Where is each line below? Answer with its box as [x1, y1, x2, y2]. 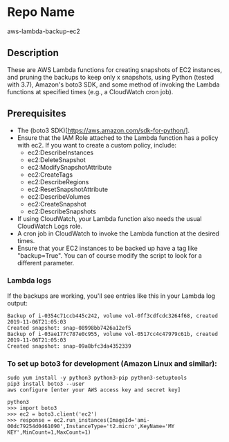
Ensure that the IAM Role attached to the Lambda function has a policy [17, 133, 219, 142]
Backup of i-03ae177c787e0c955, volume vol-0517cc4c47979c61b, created [7, 330, 218, 337]
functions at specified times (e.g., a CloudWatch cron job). [7, 87, 174, 96]
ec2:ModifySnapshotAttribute [27, 163, 112, 171]
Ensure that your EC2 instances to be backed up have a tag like [17, 244, 199, 252]
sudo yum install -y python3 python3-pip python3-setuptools [7, 375, 187, 382]
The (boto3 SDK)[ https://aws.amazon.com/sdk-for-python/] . [17, 126, 190, 134]
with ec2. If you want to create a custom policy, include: [17, 141, 177, 149]
